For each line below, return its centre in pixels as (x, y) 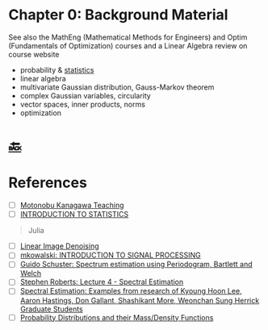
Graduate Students (51, 309)
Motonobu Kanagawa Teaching (72, 205)
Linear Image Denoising (59, 246)
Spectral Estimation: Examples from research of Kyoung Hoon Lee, (131, 291)
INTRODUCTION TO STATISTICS (74, 215)
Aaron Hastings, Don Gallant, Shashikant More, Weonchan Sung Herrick (140, 300)
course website (34, 54)
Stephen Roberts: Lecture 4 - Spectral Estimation (102, 282)
